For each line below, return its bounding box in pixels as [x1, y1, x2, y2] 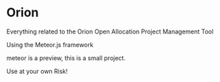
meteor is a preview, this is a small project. [6, 53, 126, 62]
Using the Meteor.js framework [6, 40, 94, 49]
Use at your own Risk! [6, 67, 68, 75]
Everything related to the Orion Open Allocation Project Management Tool [6, 27, 214, 36]
